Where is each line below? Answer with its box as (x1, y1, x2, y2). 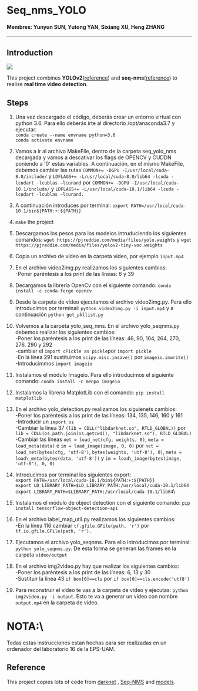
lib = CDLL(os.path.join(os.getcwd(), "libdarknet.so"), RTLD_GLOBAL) (15, 431, 192, 437)
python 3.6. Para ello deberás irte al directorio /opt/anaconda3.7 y (15, 120, 175, 127)
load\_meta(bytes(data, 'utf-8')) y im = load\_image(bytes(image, (15, 455, 182, 462)
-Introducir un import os (15, 418, 74, 425)
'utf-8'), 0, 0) (15, 461, 55, 467)
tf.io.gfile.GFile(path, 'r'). (15, 528, 92, 534)
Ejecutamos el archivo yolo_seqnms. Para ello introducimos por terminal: (15, 539, 192, 546)
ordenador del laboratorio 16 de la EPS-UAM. (6, 645, 116, 652)
